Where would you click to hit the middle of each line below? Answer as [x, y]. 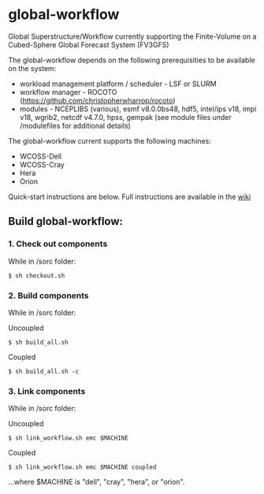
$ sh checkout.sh [37, 275]
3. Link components [47, 391]
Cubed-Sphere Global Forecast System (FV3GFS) [89, 44]
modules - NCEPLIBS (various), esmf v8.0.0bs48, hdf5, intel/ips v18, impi [138, 109]
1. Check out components [58, 244]
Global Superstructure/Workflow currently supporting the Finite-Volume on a [132, 36]
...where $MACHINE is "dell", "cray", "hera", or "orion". [97, 482]
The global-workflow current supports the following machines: [110, 140]
